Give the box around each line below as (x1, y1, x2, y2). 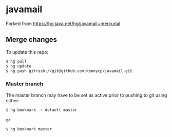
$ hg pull (6, 59, 27, 64)
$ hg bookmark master (6, 126, 52, 131)
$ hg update (6, 63, 31, 68)
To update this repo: (6, 49, 48, 55)
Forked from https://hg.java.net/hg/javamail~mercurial (6, 20, 121, 27)
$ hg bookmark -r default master (6, 107, 78, 112)
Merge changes (6, 35, 58, 44)
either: (6, 97, 20, 103)
